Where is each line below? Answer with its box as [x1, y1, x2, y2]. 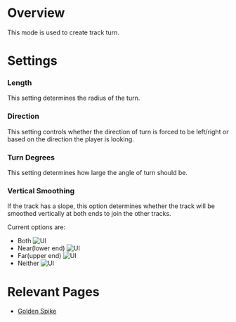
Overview [7, 5, 65, 21]
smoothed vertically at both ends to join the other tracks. [7, 210, 171, 218]
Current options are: [7, 223, 66, 231]
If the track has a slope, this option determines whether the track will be [7, 202, 216, 210]
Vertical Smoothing [7, 186, 75, 195]
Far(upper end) [17, 252, 62, 260]
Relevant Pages [7, 283, 100, 300]
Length [7, 78, 32, 88]
